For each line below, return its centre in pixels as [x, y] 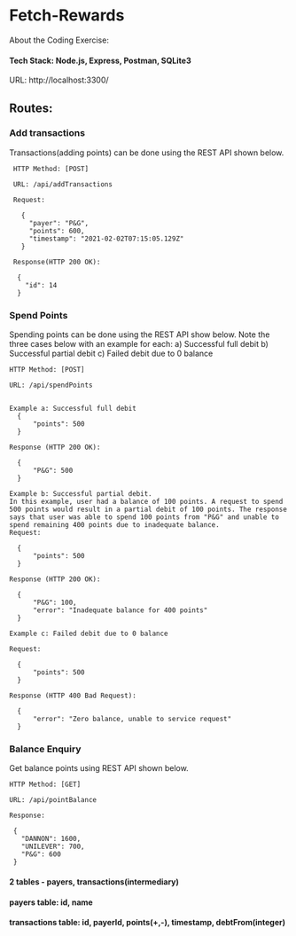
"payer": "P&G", [59, 223]
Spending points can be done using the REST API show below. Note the [140, 334]
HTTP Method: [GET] [45, 785]
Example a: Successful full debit [73, 409]
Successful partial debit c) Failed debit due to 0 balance [111, 354]
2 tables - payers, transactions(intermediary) [94, 882]
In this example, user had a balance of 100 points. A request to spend [146, 502]
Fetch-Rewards [67, 16]
